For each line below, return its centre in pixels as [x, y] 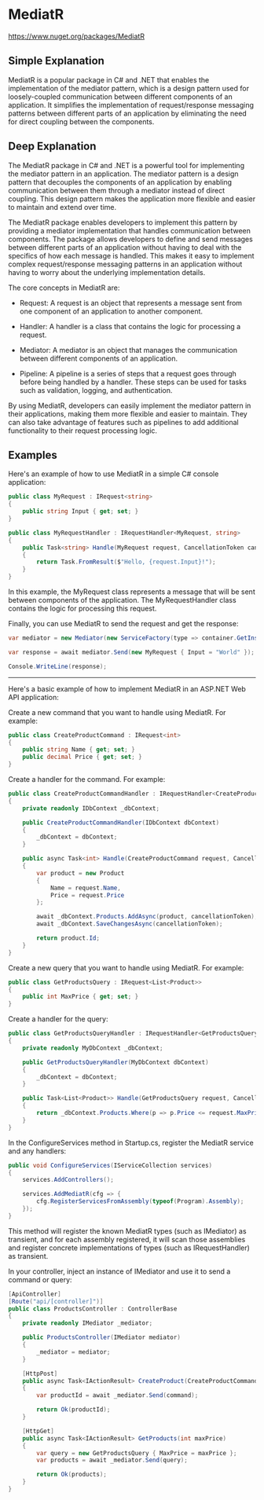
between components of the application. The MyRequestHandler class [123, 600]
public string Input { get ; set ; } [81, 512]
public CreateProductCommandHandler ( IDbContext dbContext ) [121, 823]
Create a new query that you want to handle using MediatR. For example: [126, 967]
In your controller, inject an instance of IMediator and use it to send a [119, 1271]
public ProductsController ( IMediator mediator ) [101, 1337]
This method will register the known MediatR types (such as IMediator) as [127, 1230]
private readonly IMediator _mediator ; [88, 1323]
